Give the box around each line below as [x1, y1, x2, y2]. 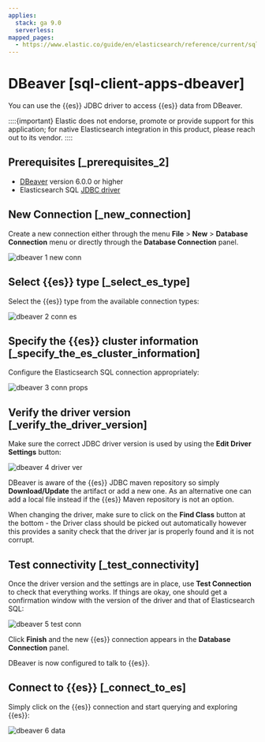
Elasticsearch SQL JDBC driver [19, 185, 121, 194]
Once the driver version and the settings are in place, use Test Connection [8, 579, 252, 588]
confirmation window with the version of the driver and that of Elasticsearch [8, 595, 255, 605]
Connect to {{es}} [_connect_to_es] [8, 681, 187, 695]
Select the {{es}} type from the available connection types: [8, 296, 200, 306]
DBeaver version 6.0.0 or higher [19, 177, 124, 186]
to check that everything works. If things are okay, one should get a [8, 587, 227, 596]
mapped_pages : [8, 33, 55, 42]
